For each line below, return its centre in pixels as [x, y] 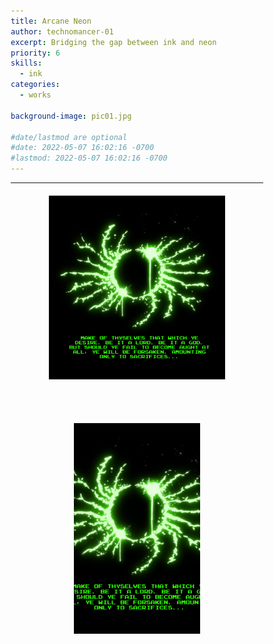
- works [35, 95]
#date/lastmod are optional [69, 137]
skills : [26, 63]
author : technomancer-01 [62, 31]
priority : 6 [35, 53]
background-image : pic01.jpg [71, 116]
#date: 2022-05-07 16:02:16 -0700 [82, 148]
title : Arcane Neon [51, 21]
